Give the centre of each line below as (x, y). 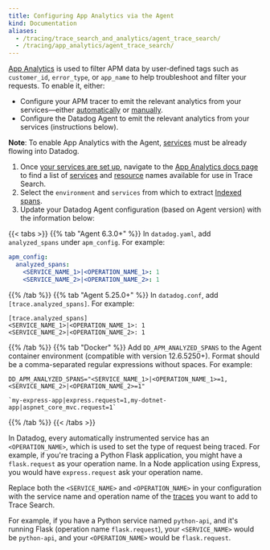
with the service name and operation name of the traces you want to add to (133, 496)
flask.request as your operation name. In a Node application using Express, (135, 463)
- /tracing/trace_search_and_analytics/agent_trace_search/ (118, 38)
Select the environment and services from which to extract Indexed (131, 192)
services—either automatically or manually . (91, 110)
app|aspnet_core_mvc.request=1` (62, 407)
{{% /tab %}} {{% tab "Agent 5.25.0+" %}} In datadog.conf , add (113, 295)
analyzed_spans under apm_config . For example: (87, 242)
